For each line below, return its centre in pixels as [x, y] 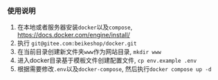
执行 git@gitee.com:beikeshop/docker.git [77, 43]
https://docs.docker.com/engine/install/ [73, 35]
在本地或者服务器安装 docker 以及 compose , [75, 27]
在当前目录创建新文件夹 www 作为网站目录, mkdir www [89, 52]
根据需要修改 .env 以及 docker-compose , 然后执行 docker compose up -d [114, 69]
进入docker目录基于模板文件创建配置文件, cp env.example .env [107, 61]
